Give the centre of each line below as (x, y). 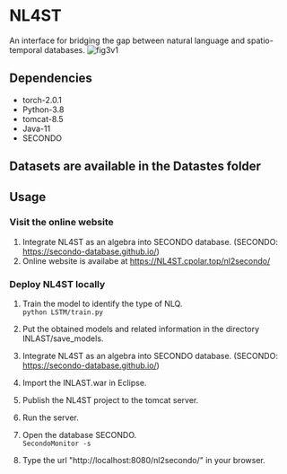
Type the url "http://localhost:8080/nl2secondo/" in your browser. (144, 461)
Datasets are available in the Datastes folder (135, 167)
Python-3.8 (43, 110)
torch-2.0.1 (42, 100)
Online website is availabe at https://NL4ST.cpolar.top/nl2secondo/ (146, 260)
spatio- (260, 40)
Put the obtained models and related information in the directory (141, 329)
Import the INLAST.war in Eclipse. (84, 383)
